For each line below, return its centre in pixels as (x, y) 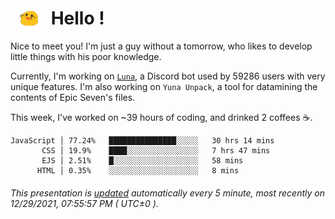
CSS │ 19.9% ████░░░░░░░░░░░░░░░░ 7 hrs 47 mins (156, 151)
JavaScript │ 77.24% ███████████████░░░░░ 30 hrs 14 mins (142, 141)
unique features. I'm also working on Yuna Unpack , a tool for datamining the (164, 87)
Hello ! (77, 18)
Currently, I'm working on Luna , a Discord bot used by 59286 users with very (168, 76)
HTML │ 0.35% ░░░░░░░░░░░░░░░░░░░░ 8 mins (138, 171)
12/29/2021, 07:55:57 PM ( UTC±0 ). (84, 203)
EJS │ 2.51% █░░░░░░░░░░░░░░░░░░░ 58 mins (142, 161)
